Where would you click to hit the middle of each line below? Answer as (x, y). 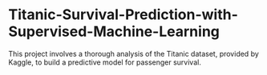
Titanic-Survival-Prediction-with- (123, 15)
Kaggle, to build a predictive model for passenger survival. (105, 62)
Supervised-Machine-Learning (114, 32)
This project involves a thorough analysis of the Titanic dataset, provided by (133, 53)
